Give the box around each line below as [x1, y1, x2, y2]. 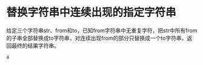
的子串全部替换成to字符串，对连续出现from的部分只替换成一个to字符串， [6, 34, 187, 41]
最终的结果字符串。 [11, 42, 59, 49]
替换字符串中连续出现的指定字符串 [6, 5, 177, 19]
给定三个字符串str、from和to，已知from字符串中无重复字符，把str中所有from [6, 27, 198, 34]
